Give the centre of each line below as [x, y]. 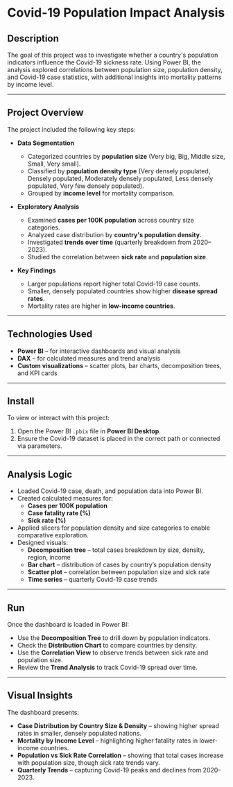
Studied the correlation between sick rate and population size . [118, 257]
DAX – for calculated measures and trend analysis [89, 358]
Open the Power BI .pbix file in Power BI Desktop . [89, 431]
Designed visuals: [42, 543]
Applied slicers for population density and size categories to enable [113, 528]
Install [21, 401]
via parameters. [40, 446]
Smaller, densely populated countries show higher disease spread [122, 291]
